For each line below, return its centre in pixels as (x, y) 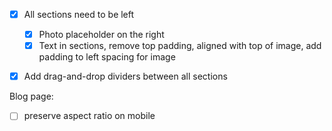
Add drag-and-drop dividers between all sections (125, 76)
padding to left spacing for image (107, 57)
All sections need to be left (79, 14)
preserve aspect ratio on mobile (89, 116)
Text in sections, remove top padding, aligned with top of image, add (180, 46)
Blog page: (31, 96)
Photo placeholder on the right (101, 35)
